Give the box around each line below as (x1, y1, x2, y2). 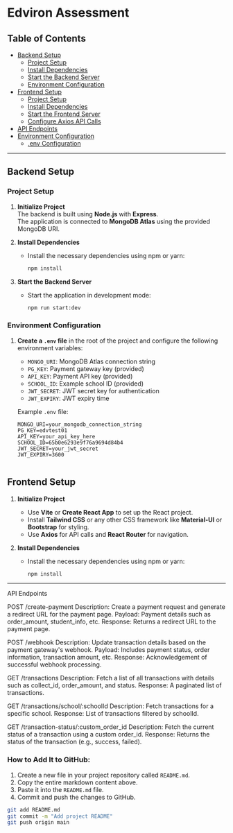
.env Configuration (27, 139, 81, 147)
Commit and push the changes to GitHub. (17, 793, 136, 801)
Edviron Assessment (7, 5, 130, 21)
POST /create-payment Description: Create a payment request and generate (7, 603, 225, 611)
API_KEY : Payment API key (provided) (27, 372, 133, 380)
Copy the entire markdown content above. (17, 778, 138, 787)
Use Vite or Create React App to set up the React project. (27, 508, 193, 516)
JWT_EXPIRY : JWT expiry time (27, 394, 110, 402)
